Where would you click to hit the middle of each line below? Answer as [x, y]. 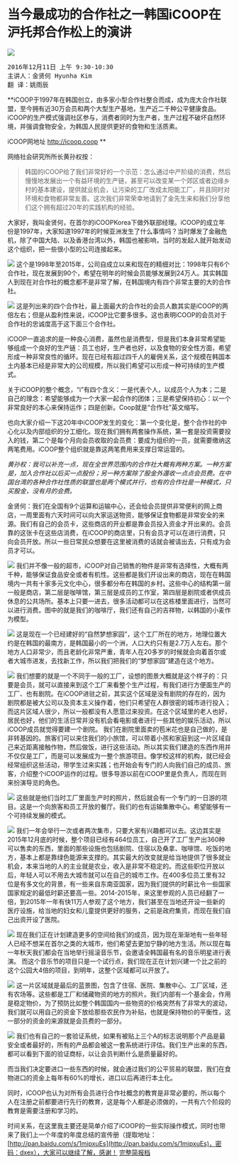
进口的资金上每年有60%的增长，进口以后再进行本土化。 [95, 1078]
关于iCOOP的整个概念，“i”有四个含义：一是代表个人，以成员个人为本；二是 [117, 389]
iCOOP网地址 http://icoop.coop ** [57, 141]
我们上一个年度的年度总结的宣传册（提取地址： [88, 1135]
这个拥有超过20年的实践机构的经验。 [85, 207]
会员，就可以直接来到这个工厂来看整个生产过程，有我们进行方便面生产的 [125, 684]
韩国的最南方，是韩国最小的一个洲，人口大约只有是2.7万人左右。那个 [127, 643]
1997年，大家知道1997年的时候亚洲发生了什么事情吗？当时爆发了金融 [120, 231]
